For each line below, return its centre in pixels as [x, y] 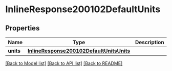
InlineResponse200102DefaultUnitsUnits [79, 51]
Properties [23, 28]
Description [150, 42]
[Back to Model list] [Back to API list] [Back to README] [64, 63]
